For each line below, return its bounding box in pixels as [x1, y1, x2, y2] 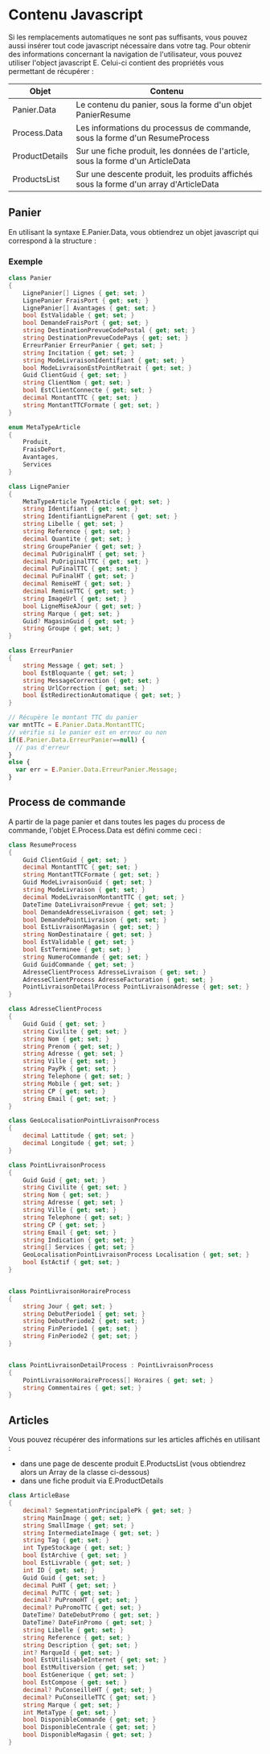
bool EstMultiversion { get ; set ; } [22, 1663, 146, 1672]
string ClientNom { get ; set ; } [22, 379, 131, 387]
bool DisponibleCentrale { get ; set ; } [22, 1723, 157, 1731]
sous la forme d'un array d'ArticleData [76, 179, 219, 190]
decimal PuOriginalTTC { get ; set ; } [22, 557, 149, 565]
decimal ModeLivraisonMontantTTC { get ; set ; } [22, 893, 185, 902]
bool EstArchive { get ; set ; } [22, 1551, 128, 1559]
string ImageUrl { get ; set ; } [22, 594, 128, 602]
